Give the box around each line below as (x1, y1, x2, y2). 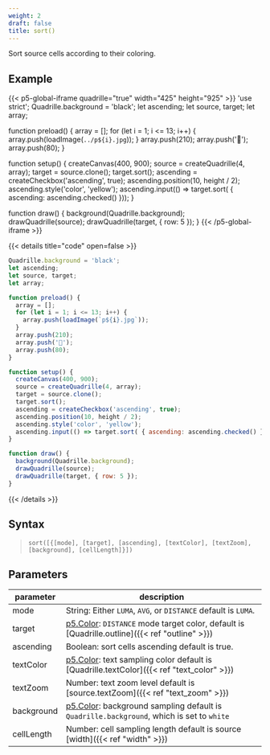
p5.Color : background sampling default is (65, 700, 223, 712)
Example (8, 72, 53, 85)
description (139, 592, 185, 603)
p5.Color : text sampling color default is (65, 654, 213, 666)
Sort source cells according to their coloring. (8, 49, 157, 59)
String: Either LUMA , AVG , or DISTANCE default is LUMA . (65, 605, 256, 616)
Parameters (8, 568, 68, 581)
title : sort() (8, 27, 56, 35)
